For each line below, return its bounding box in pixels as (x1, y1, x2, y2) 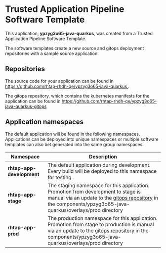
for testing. (47, 174, 73, 181)
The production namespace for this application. (47, 214, 158, 221)
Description (88, 153, 118, 160)
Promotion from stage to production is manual (47, 221, 154, 228)
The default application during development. (47, 161, 151, 168)
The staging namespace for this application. (47, 182, 150, 189)
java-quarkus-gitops (5, 103, 47, 109)
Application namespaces (5, 118, 84, 126)
